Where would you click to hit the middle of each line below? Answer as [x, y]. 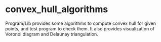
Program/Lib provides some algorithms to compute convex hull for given [80, 23]
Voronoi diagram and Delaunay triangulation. [52, 34]
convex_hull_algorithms [57, 9]
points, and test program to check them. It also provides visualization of [80, 28]
